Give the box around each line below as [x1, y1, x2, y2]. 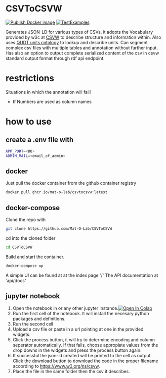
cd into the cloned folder [5, 235, 56, 241]
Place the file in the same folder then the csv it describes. [12, 368, 130, 374]
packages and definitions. [12, 316, 66, 322]
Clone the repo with [5, 216, 46, 223]
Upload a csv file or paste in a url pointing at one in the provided [12, 326, 144, 332]
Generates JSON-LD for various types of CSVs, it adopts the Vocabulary [5, 29, 153, 35]
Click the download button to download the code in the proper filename [12, 358, 159, 364]
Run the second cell [12, 321, 53, 327]
